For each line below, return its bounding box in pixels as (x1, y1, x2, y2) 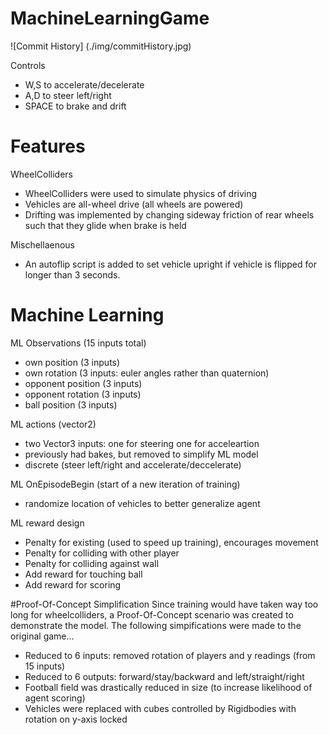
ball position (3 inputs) (24, 398, 118, 411)
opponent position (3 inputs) (24, 377, 143, 389)
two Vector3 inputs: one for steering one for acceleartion (24, 437, 260, 449)
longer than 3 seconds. (24, 268, 121, 281)
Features (10, 135, 86, 158)
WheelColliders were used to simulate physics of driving (24, 187, 258, 199)
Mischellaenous (10, 238, 76, 251)
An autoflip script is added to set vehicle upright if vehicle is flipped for (24, 258, 317, 270)
